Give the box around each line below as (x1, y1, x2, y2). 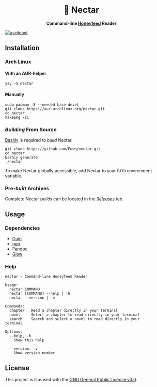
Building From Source (5, 126, 57, 133)
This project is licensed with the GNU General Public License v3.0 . (5, 377, 137, 383)
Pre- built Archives (5, 185, 49, 192)
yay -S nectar (5, 81, 34, 86)
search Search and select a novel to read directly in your (9, 317, 140, 322)
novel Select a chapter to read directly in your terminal (9, 312, 140, 317)
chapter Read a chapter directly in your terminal (9, 308, 118, 313)
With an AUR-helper (5, 70, 47, 76)
